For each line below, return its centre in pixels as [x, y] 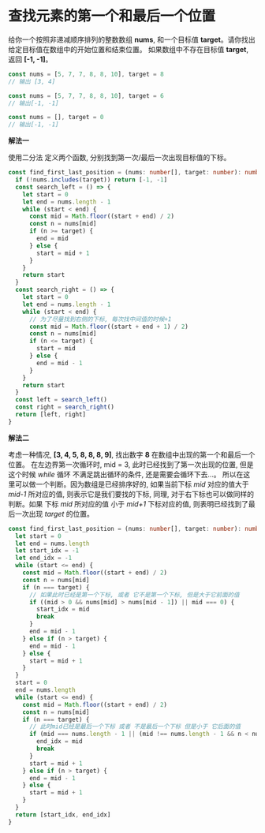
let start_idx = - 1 [47, 551]
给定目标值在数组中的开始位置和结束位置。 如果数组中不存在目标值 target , [128, 49]
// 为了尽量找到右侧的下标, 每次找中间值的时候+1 [100, 319]
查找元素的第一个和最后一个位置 [112, 16]
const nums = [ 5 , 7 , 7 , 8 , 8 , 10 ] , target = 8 [86, 74]
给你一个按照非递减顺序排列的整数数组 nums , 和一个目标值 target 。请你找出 [132, 39]
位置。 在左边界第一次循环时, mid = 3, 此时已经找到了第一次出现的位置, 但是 [131, 464]
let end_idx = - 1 [44, 558]
